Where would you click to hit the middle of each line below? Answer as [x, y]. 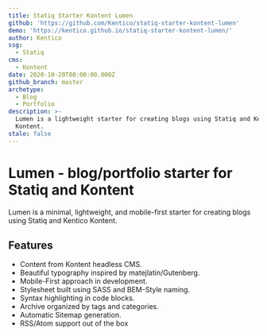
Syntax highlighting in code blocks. [77, 298]
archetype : [26, 89]
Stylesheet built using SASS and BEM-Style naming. [105, 290]
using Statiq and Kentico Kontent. [63, 220]
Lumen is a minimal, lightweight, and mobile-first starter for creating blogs [130, 212]
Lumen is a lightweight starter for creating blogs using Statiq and [133, 119]
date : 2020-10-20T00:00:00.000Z [62, 75]
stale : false [30, 133]
